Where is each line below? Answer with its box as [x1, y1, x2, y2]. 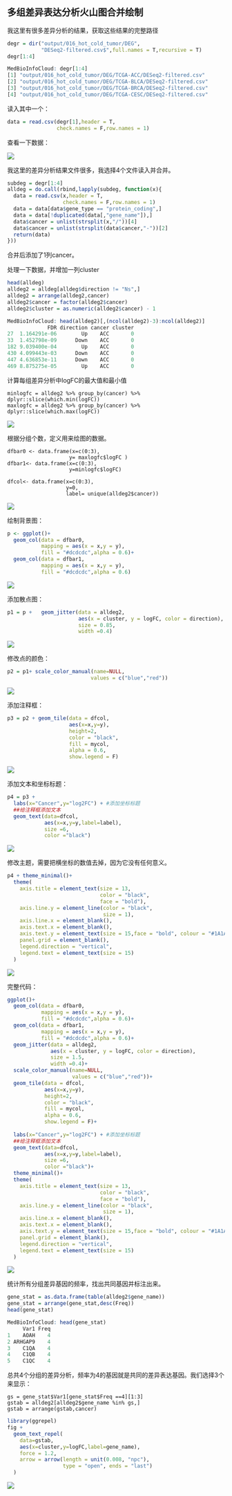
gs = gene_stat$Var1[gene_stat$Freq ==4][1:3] [7, 1394, 144, 1401]
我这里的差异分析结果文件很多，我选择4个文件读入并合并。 [7, 165, 175, 174]
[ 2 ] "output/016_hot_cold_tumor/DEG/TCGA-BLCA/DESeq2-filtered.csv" [7, 78, 209, 85]
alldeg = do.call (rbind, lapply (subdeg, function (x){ [7, 186, 162, 193]
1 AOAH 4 [7, 1331, 51, 1339]
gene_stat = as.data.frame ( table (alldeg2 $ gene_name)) [7, 1293, 166, 1301]
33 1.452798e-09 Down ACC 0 [7, 337, 135, 344]
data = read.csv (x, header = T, [13, 192, 104, 199]
